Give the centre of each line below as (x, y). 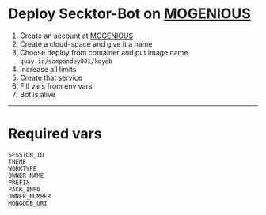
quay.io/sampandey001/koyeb (66, 61)
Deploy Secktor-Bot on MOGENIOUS (129, 14)
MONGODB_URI (28, 203)
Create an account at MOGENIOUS (76, 36)
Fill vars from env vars (56, 86)
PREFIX (19, 183)
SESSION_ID (26, 155)
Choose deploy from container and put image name (104, 52)
